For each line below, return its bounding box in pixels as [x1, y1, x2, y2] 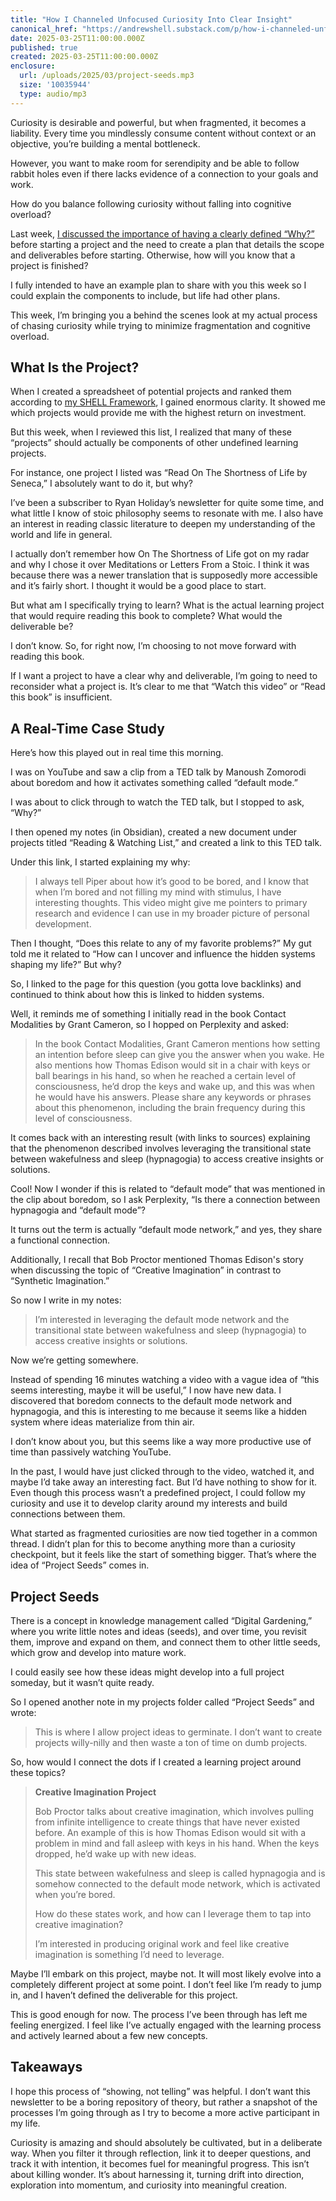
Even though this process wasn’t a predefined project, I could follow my [10, 1487, 306, 1499]
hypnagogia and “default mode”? [10, 1204, 146, 1216]
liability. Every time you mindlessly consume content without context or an [10, 127, 317, 139]
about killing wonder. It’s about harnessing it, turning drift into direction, [10, 2168, 305, 2180]
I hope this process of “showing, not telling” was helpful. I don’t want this [10, 2085, 311, 2097]
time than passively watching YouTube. [10, 1446, 172, 1458]
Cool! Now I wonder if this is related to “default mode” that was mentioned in [10, 1183, 326, 1195]
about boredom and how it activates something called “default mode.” [10, 777, 298, 789]
